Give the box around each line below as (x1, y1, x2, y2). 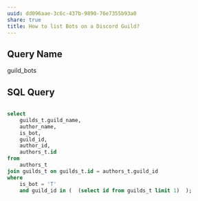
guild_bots (7, 67, 36, 75)
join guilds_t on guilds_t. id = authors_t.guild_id (7, 167, 158, 175)
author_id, (19, 142, 51, 150)
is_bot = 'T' (19, 180, 57, 187)
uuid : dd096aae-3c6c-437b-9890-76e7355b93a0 (7, 10, 137, 17)
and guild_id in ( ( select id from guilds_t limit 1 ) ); (19, 187, 192, 194)
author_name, (19, 123, 57, 130)
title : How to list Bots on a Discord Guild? (7, 23, 140, 29)
